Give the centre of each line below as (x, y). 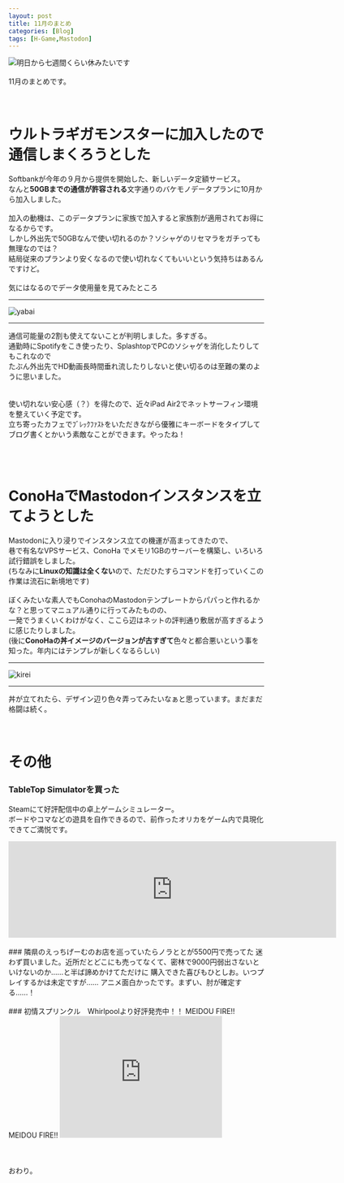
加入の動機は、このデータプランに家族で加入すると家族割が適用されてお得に (136, 218)
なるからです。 (33, 228)
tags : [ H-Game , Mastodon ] (50, 39)
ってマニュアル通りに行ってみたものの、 (104, 610)
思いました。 (44, 377)
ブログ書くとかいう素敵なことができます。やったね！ (97, 435)
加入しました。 (40, 199)
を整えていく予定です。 (47, 414)
